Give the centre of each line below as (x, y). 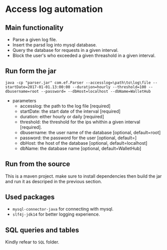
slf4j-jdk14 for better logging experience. (56, 214)
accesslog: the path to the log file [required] (65, 106)
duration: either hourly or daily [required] (62, 116)
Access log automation (54, 9)
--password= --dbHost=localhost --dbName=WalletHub (96, 91)
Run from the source (38, 164)
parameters (24, 100)
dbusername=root (22, 91)
